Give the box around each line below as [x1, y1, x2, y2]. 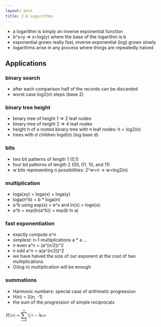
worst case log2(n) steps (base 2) [12, 92, 84, 98]
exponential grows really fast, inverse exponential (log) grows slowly [12, 39, 156, 45]
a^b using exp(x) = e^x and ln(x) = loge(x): [12, 202, 102, 208]
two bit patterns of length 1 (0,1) [12, 156, 79, 162]
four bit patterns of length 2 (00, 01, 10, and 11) [12, 161, 110, 167]
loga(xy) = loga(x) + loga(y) [12, 191, 71, 197]
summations [5, 277, 37, 284]
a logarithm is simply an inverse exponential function [12, 28, 123, 34]
